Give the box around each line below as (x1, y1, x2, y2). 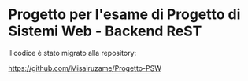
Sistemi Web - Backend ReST (8, 22, 202, 40)
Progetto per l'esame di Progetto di (8, 6, 241, 24)
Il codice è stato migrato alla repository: (8, 48, 137, 57)
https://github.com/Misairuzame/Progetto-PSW (8, 63, 161, 72)
